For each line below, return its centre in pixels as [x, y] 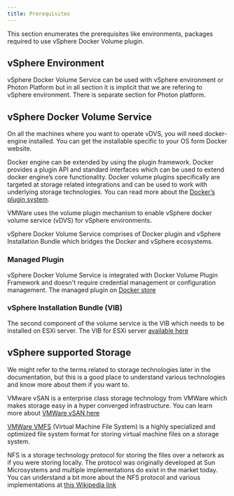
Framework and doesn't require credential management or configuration [111, 282]
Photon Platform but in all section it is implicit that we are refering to [105, 88]
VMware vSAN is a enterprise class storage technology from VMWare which [117, 398]
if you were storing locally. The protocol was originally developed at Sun [111, 462]
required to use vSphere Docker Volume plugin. [76, 41]
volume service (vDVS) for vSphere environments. [80, 221]
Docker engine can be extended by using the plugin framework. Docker [110, 163]
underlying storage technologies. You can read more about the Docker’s [111, 192]
